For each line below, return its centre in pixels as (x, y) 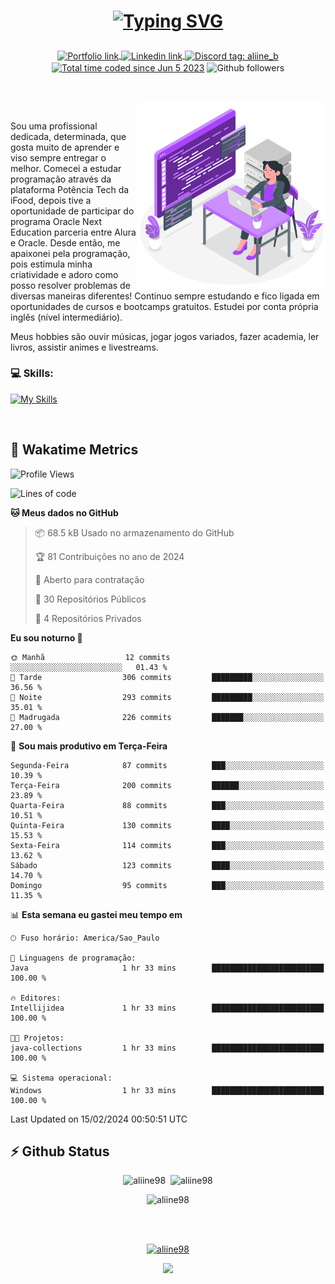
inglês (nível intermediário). (66, 317)
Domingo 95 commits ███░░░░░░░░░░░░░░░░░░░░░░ (167, 885)
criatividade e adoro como (64, 274)
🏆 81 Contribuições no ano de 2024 (109, 556)
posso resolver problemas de (70, 285)
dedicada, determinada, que (68, 136)
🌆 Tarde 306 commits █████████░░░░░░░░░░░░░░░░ (167, 677)
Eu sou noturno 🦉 (46, 637)
